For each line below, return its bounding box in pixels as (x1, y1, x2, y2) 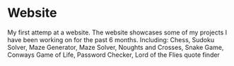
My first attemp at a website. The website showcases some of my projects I (7, 28, 228, 37)
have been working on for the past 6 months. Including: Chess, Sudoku (7, 35, 214, 44)
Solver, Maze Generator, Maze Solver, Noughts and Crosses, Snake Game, (7, 43, 224, 51)
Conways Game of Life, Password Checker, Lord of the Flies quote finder (7, 51, 221, 59)
